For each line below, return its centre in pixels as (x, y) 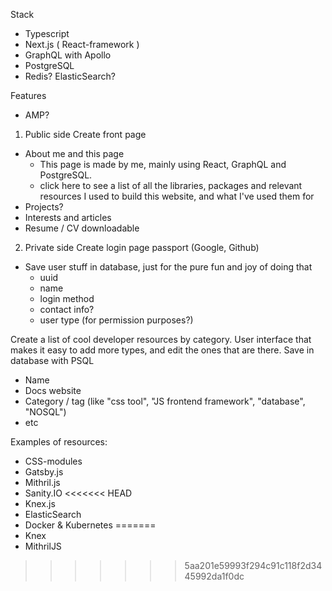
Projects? (44, 207)
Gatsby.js (44, 472)
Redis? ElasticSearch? (70, 76)
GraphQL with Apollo (68, 55)
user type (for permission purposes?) (116, 320)
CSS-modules (53, 461)
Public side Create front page (85, 134)
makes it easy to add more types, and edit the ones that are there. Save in (162, 350)
